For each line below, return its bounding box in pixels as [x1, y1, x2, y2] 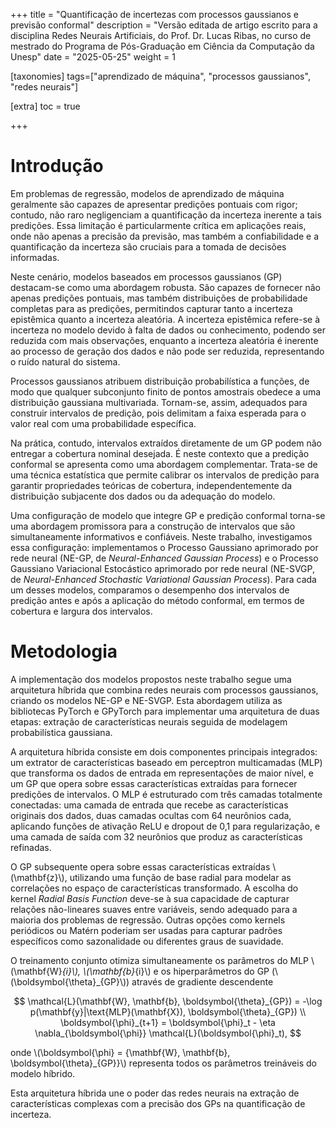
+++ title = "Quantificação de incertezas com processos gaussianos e [10, 9, 299, 20]
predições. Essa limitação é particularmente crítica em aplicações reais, [10, 219, 307, 231]
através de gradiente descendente [131, 975, 274, 988]
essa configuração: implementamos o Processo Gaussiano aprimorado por [10, 541, 319, 553]
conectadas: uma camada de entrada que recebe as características [10, 799, 289, 811]
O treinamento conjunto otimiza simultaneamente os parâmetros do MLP [10, 954, 310, 966]
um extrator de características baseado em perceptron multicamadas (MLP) [10, 756, 323, 768]
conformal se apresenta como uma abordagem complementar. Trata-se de [10, 458, 318, 470]
